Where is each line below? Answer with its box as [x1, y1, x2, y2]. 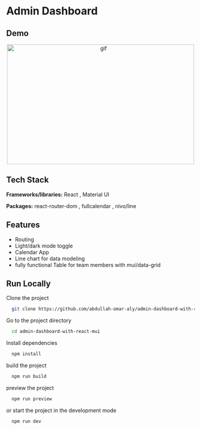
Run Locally [6, 279, 51, 289]
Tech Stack [6, 175, 49, 185]
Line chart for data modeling [14, 255, 85, 262]
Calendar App [14, 248, 50, 255]
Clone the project [6, 294, 49, 302]
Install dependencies [6, 339, 58, 347]
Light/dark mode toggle [14, 242, 74, 249]
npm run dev [11, 418, 42, 424]
